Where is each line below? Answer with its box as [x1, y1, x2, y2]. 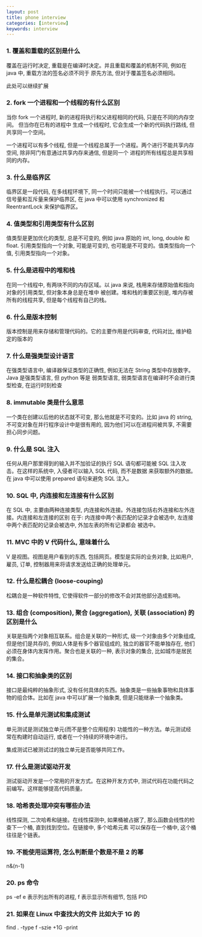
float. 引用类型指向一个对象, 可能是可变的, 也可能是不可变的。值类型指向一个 [6, 242, 196, 250]
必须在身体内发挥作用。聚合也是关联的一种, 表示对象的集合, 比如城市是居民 [6, 648, 192, 655]
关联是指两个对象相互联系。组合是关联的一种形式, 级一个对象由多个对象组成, [6, 633, 196, 640]
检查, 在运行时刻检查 [11, 382, 62, 389]
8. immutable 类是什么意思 [6, 398, 84, 407]
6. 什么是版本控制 [6, 312, 57, 321]
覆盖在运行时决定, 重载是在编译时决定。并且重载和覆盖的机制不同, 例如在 [6, 62, 187, 69]
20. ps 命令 [6, 878, 39, 887]
